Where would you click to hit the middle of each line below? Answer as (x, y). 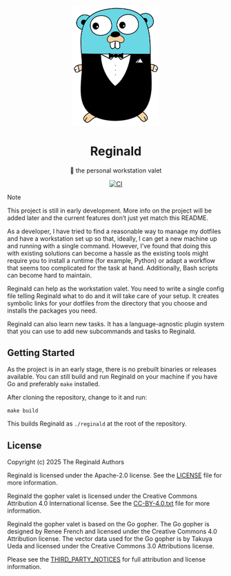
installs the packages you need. (52, 310)
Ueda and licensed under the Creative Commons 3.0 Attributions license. (111, 546)
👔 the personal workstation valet (116, 170)
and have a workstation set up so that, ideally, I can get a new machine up (112, 238)
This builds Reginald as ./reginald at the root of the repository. (97, 424)
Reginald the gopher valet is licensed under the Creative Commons (102, 496)
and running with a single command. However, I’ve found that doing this (109, 246)
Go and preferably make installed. (53, 384)
